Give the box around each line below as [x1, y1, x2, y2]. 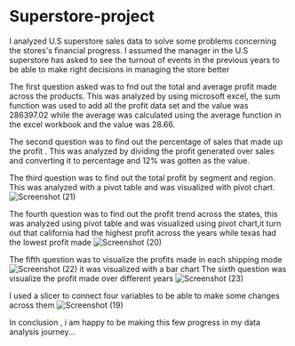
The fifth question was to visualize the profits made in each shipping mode [9, 253, 283, 264]
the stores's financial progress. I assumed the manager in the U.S [9, 44, 249, 55]
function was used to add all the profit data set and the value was [9, 100, 249, 110]
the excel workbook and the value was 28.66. [9, 118, 176, 130]
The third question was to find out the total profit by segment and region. [9, 172, 275, 183]
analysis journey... [9, 326, 76, 337]
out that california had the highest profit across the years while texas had [9, 227, 277, 237]
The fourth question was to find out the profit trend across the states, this [9, 208, 278, 219]
